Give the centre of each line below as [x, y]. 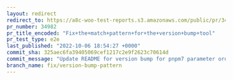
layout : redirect [32, 14]
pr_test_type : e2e [33, 40]
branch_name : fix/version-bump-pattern [64, 65]
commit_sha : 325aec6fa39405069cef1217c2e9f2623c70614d [88, 53]
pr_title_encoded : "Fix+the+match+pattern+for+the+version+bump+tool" [111, 33]
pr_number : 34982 [32, 26]
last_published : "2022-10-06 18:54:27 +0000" [73, 46]
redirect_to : [25, 20]
